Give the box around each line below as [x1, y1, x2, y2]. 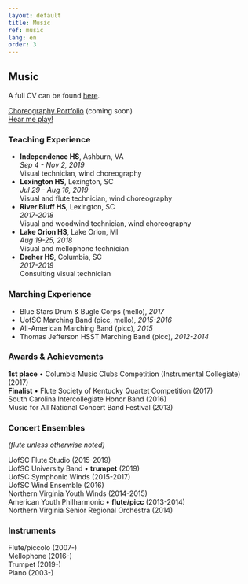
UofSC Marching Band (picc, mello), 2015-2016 [19, 315, 173, 324]
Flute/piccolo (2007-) [8, 543, 78, 553]
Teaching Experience [8, 134, 91, 145]
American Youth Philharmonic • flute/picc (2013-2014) [8, 497, 186, 507]
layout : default [8, 11, 61, 20]
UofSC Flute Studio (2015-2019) [8, 456, 111, 465]
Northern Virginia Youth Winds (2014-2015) [8, 489, 148, 498]
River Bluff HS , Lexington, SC [19, 202, 115, 212]
